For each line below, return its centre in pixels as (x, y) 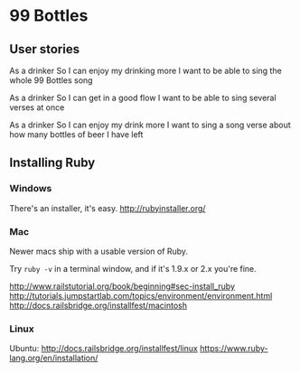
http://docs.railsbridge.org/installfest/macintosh (98, 305)
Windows (31, 189)
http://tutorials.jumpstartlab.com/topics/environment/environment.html (141, 295)
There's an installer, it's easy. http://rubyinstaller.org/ (108, 208)
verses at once (37, 107)
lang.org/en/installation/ (54, 358)
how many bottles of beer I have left (76, 135)
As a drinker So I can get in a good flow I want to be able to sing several (143, 98)
